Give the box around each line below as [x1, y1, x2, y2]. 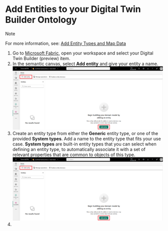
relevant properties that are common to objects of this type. [12, 151, 135, 157]
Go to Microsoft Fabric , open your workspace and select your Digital [12, 50, 153, 56]
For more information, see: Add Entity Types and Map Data [5, 40, 126, 46]
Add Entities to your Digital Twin [5, 3, 141, 15]
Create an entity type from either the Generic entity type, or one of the [12, 130, 158, 136]
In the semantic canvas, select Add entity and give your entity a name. [12, 60, 158, 66]
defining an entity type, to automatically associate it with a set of [12, 146, 146, 152]
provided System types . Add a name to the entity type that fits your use [12, 135, 161, 141]
